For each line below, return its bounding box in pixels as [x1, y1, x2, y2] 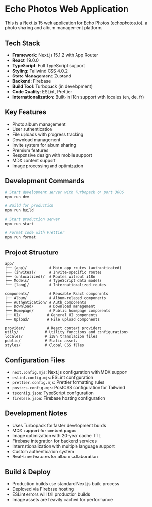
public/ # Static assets [5, 338, 78, 344]
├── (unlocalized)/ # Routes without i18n [5, 274, 96, 279]
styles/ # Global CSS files [5, 343, 84, 348]
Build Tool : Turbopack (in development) [12, 83, 93, 89]
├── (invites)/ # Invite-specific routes [5, 270, 102, 275]
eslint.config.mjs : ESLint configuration [12, 374, 93, 380]
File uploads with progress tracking [12, 131, 84, 137]
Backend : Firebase [12, 78, 51, 84]
